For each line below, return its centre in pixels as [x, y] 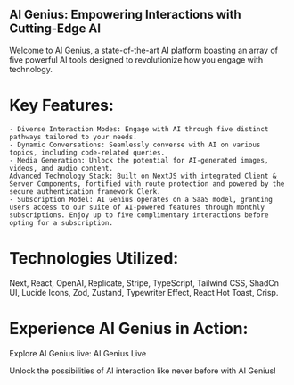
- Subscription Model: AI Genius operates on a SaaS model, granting [141, 199]
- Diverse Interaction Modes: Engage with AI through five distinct [139, 129]
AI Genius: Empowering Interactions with [126, 15]
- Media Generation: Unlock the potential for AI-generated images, [139, 160]
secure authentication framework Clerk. [86, 191]
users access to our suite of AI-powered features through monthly [137, 207]
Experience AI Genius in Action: [129, 328]
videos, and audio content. [61, 168]
